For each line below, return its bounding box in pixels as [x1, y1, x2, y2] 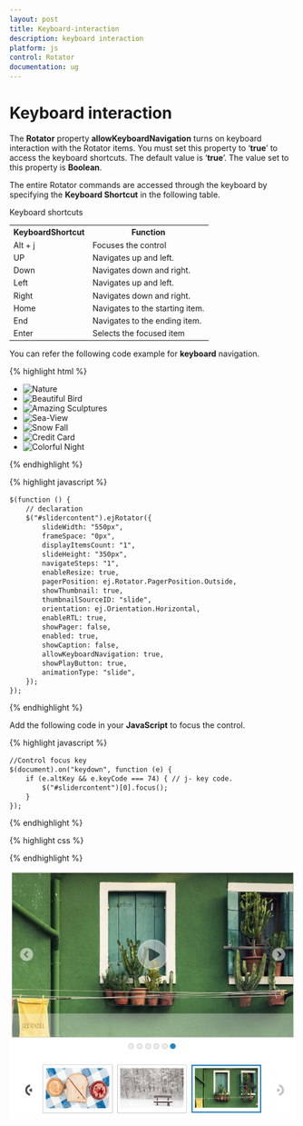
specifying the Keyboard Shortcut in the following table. [9, 189, 220, 200]
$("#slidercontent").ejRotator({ [25, 513, 152, 523]
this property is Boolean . [9, 162, 103, 173]
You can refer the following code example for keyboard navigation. [9, 348, 260, 359]
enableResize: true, [42, 568, 120, 577]
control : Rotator [9, 53, 75, 63]
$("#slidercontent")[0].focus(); [42, 782, 169, 792]
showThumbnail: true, [42, 586, 124, 595]
